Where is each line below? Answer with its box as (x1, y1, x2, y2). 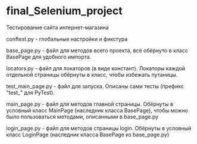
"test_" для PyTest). (6, 89, 55, 96)
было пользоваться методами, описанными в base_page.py (6, 113, 159, 120)
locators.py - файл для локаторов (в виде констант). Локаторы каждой (6, 64, 186, 72)
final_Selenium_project (6, 4, 123, 18)
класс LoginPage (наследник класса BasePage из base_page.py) (6, 131, 170, 138)
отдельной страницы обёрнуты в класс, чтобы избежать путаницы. (6, 71, 178, 78)
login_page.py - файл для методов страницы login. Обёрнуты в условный (6, 124, 192, 132)
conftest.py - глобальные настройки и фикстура (6, 35, 128, 42)
